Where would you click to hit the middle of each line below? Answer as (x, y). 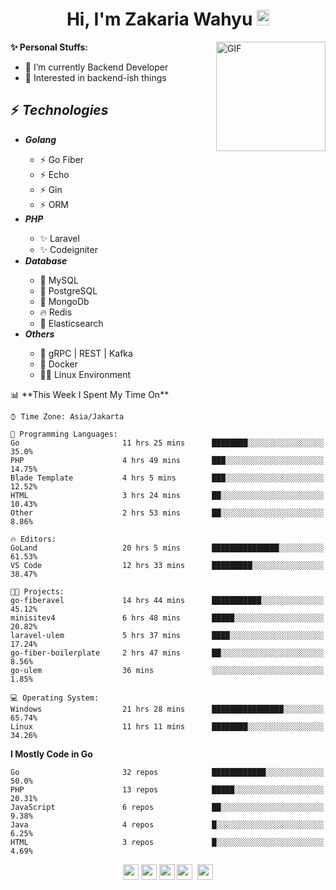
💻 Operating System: (55, 698)
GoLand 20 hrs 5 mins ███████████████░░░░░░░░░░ (167, 548)
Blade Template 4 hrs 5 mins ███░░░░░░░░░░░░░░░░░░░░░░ (167, 478)
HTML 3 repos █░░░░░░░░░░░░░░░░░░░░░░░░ (167, 842)
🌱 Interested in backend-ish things (95, 77)
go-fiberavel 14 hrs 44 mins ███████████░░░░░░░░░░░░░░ (167, 600)
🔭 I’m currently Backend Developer (96, 67)
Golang (40, 139)
